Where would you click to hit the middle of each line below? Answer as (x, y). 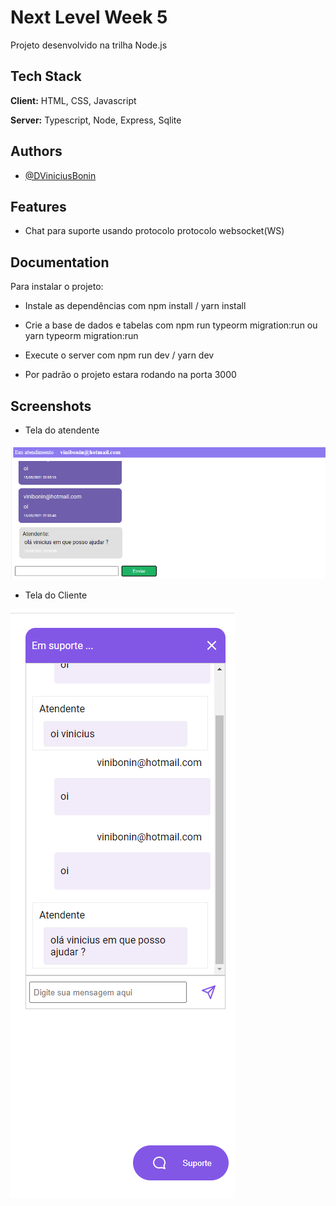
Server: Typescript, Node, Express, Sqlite (96, 120)
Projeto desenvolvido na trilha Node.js (89, 45)
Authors (36, 151)
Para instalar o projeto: (57, 287)
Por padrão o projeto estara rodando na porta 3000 (130, 375)
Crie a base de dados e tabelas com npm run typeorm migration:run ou (171, 325)
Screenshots (51, 406)
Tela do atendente (62, 430)
